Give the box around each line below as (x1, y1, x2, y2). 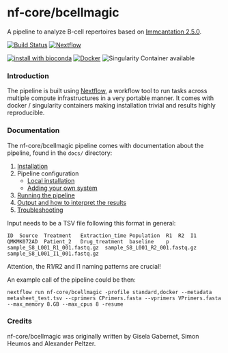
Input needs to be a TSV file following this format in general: (7, 219, 176, 227)
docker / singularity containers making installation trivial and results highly (7, 101, 216, 110)
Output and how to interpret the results (16, 198, 127, 206)
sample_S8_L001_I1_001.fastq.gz (7, 250, 99, 257)
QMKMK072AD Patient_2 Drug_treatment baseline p (7, 238, 169, 245)
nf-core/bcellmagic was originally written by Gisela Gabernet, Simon (7, 332, 199, 340)
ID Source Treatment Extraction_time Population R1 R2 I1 (7, 232, 197, 239)
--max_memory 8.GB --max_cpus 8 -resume (7, 300, 124, 308)
